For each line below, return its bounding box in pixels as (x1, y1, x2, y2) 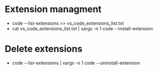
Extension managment (5, 4, 102, 15)
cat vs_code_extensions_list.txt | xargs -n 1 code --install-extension (12, 25, 153, 31)
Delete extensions (5, 43, 83, 55)
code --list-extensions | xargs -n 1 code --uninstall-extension (12, 59, 140, 66)
